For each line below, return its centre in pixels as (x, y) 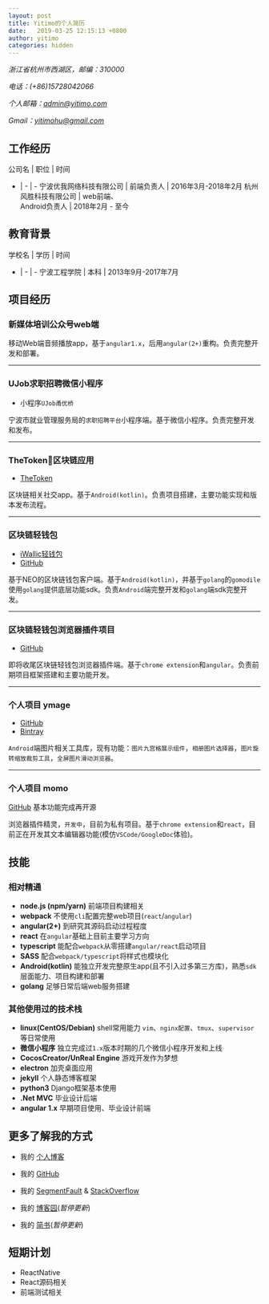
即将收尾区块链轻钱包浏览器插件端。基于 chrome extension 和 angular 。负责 (130, 664)
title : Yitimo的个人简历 (47, 23)
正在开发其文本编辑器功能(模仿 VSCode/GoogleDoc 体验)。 (106, 835)
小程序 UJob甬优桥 (47, 403)
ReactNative (40, 1272)
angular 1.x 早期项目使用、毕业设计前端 (85, 1108)
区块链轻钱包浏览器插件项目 (62, 630)
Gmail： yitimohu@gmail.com (56, 120)
